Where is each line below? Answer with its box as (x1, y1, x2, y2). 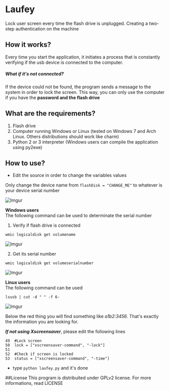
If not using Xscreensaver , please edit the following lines (5, 329, 125, 335)
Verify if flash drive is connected (12, 222, 81, 229)
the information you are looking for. (5, 318, 78, 325)
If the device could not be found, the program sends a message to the (5, 84, 151, 90)
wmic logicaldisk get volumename (5, 232, 76, 237)
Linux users (5, 279, 31, 286)
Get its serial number (12, 251, 57, 257)
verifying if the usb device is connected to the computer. (5, 59, 123, 65)
